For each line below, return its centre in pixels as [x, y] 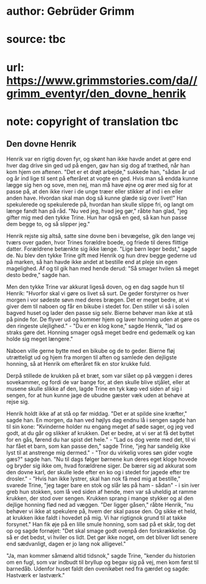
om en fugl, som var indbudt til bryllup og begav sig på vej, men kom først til [103, 562]
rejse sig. [18, 401]
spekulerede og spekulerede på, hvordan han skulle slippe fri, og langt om [100, 204]
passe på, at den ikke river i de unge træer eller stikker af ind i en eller [95, 191]
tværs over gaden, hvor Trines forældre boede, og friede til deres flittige [97, 242]
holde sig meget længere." [40, 339]
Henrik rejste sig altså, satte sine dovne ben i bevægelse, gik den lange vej [101, 236]
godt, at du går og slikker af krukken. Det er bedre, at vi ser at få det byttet [100, 433]
